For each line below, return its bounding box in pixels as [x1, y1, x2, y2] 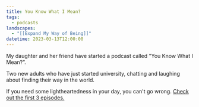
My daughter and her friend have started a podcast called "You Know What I [6, 53, 193, 59]
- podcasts [11, 20, 39, 25]
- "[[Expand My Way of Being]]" [11, 31, 92, 37]
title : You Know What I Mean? [6, 8, 81, 15]
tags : [6, 14, 20, 20]
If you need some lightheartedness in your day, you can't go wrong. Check [6, 88, 189, 95]
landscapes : [6, 25, 36, 31]
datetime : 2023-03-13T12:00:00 [6, 36, 84, 42]
